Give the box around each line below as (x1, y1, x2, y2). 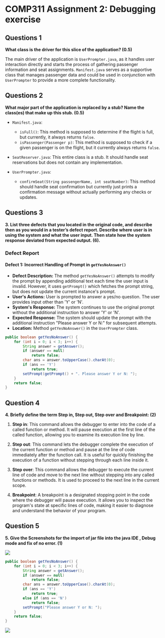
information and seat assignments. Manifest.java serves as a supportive (5, 67, 152, 72)
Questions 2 (5, 91, 43, 100)
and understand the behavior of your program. (12, 508, 107, 514)
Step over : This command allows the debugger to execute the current (12, 467, 154, 473)
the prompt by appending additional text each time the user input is (12, 278, 148, 284)
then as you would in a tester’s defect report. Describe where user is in (5, 227, 152, 233)
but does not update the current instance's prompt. (12, 288, 116, 294)
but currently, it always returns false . (19, 134, 95, 140)
